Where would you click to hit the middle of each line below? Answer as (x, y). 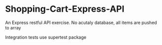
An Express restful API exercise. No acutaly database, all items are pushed (81, 22)
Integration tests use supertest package (46, 37)
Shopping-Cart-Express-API (65, 9)
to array (13, 27)
